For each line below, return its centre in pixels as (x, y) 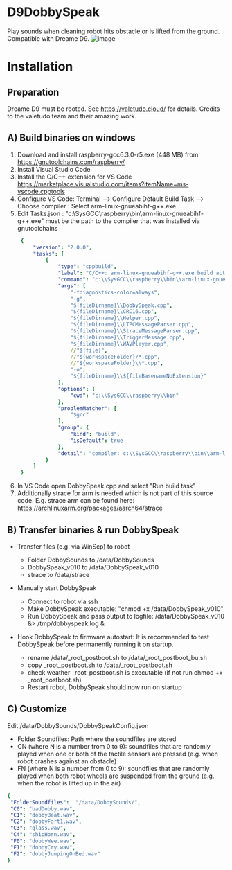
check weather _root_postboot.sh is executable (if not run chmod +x (125, 672)
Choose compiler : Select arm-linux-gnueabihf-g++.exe (97, 206)
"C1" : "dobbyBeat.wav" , (44, 815)
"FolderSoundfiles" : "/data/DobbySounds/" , (75, 802)
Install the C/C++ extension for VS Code (74, 177)
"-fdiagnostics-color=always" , (115, 292)
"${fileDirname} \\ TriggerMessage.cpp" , (128, 337)
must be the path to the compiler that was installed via (123, 221)
